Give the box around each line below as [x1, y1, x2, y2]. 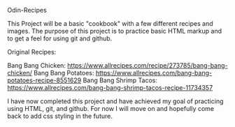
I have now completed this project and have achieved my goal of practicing [7, 97, 224, 105]
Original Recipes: [7, 48, 57, 56]
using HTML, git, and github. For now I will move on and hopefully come [7, 105, 215, 112]
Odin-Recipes [7, 6, 47, 14]
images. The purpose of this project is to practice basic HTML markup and [7, 27, 222, 35]
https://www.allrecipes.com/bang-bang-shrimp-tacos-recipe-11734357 [7, 84, 213, 91]
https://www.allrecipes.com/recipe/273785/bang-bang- [67, 61, 229, 69]
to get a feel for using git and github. [7, 34, 113, 43]
